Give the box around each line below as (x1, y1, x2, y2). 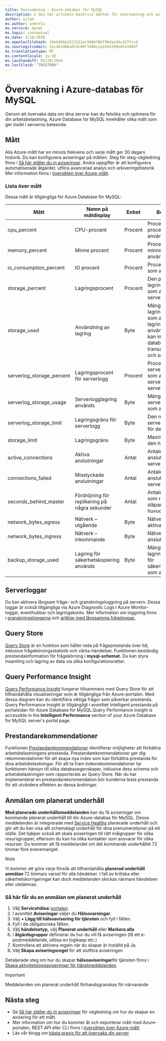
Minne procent (75, 247, 109, 254)
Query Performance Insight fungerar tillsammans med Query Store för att (5, 686, 154, 692)
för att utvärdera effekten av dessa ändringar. (5, 782, 98, 788)
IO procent (75, 264, 100, 271)
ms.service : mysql (5, 26, 43, 31)
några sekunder (75, 504, 112, 511)
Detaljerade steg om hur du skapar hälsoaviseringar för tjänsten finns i (5, 957, 149, 963)
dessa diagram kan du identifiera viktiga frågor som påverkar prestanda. (5, 696, 153, 702)
